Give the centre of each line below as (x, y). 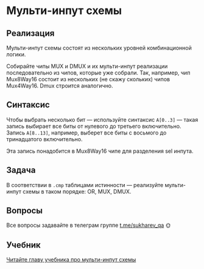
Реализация (30, 33)
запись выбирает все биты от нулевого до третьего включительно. (94, 126)
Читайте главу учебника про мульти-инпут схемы (71, 260)
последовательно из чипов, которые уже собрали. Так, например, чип (98, 73)
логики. (16, 54)
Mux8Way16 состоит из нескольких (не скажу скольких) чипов (88, 79)
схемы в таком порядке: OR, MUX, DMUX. (77, 191)
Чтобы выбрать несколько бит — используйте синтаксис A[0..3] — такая (102, 119)
